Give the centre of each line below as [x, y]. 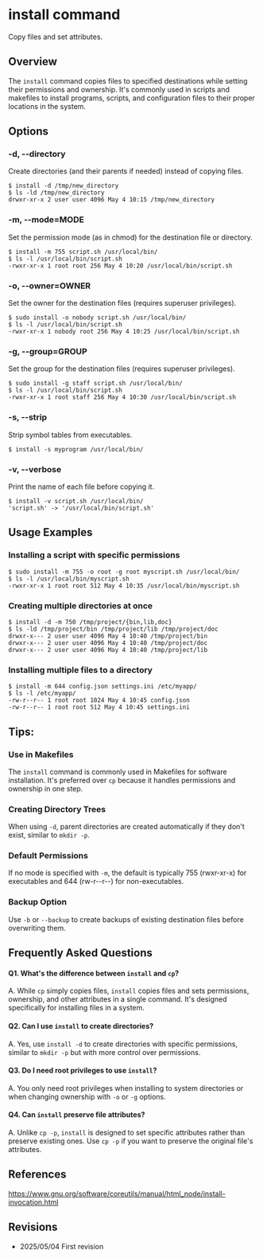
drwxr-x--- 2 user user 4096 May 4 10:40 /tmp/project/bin [108, 636]
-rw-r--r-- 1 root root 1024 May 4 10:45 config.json [99, 701]
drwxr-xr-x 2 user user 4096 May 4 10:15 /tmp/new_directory [112, 200]
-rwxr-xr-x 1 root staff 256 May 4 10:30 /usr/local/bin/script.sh [122, 397]
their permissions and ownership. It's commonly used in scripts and [119, 89]
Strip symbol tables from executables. [70, 435]
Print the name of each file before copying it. [81, 486]
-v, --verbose [35, 469]
